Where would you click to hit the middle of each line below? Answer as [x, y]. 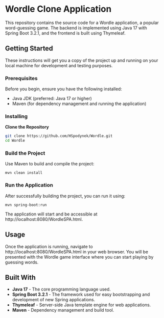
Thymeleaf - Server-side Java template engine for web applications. [81, 305]
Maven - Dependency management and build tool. [63, 310]
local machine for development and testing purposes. [59, 65]
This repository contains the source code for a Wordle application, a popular [82, 23]
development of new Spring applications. [54, 300]
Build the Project [25, 153]
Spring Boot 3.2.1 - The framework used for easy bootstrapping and [81, 294]
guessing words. [22, 262]
